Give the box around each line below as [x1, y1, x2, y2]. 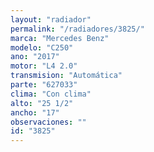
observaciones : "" [10, 117, 87, 127]
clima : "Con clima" [10, 89, 92, 99]
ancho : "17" [10, 107, 60, 118]
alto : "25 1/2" [10, 98, 74, 108]
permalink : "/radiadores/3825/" [10, 24, 145, 34]
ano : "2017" [10, 52, 60, 62]
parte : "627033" [10, 80, 78, 90]
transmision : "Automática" [10, 71, 123, 81]
